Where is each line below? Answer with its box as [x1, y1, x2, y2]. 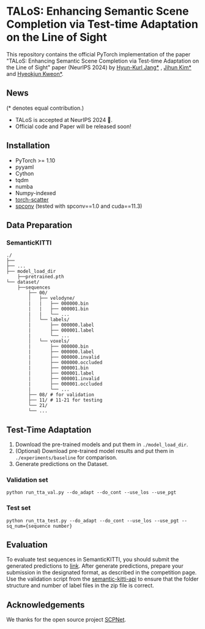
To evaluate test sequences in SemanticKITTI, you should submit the [6, 556, 179, 563]
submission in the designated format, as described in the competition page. [6, 569, 197, 576]
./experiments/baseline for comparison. [15, 454, 117, 461]
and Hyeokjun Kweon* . [6, 70, 64, 77]
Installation [6, 140, 50, 151]
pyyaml [15, 163, 34, 170]
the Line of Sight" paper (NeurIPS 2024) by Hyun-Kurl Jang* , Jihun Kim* [6, 63, 192, 71]
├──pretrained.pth [17, 274, 64, 280]
